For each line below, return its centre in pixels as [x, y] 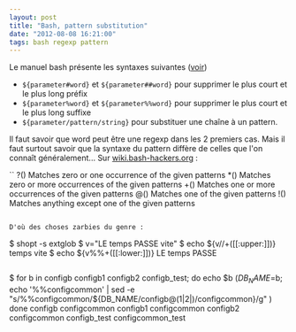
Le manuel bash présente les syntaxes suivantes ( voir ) [108, 67]
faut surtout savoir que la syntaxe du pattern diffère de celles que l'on [136, 149]
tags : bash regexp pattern [59, 42]
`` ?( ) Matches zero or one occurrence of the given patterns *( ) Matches [140, 175]
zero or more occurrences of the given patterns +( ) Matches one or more [142, 185]
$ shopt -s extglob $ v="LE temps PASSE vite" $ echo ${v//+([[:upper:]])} [143, 243]
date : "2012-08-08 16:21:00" [63, 34]
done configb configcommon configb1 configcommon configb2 [125, 309]
